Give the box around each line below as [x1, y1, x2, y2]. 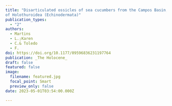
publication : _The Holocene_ [5, 55, 68, 60]
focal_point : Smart [10, 79, 52, 84]
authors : [5, 27, 24, 32]
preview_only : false [10, 83, 54, 89]
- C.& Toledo [10, 41, 38, 46]
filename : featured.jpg [10, 74, 60, 79]
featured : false [5, 65, 40, 70]
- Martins [10, 31, 31, 36]
